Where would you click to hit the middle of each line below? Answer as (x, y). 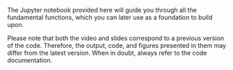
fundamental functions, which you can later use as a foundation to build (110, 17)
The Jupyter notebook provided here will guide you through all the (102, 10)
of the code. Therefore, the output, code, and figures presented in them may (117, 45)
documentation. (30, 60)
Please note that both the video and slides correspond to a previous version (116, 38)
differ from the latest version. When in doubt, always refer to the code (107, 53)
